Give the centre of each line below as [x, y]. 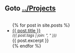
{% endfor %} [27, 46]
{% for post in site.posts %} [41, 25]
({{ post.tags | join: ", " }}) [34, 35]
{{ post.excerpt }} [30, 40]
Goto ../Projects [30, 8]
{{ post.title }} [26, 31]
